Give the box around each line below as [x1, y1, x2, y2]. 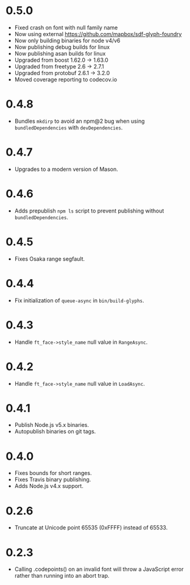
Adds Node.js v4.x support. [14, 482, 83, 490]
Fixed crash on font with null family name [14, 24, 118, 31]
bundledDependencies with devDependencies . [14, 123, 123, 131]
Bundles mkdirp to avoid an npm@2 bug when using [14, 117, 145, 125]
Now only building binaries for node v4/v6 [14, 37, 121, 44]
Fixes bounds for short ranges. [14, 470, 92, 477]
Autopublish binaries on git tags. [14, 428, 96, 435]
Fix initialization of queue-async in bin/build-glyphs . [14, 297, 144, 304]
